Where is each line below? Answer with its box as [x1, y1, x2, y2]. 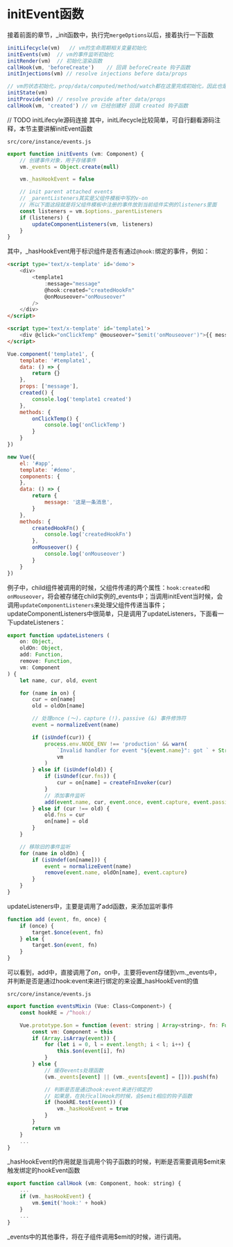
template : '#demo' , [19, 466, 76, 473]
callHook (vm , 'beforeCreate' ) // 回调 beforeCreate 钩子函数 [7, 64, 191, 71]
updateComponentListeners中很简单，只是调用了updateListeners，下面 [7, 609, 212, 618]
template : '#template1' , [19, 357, 92, 364]
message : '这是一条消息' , [44, 499, 113, 506]
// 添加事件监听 [44, 792, 85, 799]
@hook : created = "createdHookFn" [44, 286, 135, 294]
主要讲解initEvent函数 [31, 124, 93, 133]
